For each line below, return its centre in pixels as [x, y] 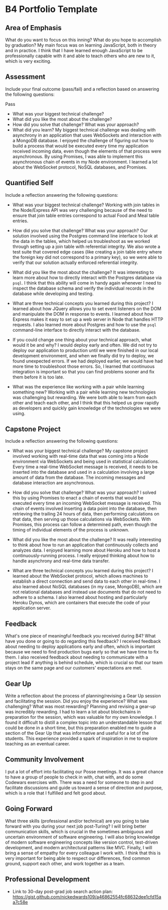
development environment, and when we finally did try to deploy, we [83, 355]
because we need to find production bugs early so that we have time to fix [82, 652]
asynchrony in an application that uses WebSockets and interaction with [87, 135]
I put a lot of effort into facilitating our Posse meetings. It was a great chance [84, 771]
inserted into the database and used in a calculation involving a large [83, 472]
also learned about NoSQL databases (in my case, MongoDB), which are [87, 587]
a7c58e [20, 902]
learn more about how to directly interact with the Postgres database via [87, 278]
